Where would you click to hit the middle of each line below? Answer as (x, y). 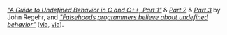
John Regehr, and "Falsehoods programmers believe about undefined (108, 17)
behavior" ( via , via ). (36, 24)
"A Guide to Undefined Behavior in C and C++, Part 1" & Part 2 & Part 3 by (114, 10)
